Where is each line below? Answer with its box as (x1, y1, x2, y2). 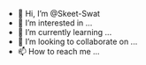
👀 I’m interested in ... (17, 18, 93, 28)
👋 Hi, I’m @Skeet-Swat (17, 9, 100, 18)
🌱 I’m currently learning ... (17, 27, 112, 37)
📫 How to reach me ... (17, 47, 100, 56)
